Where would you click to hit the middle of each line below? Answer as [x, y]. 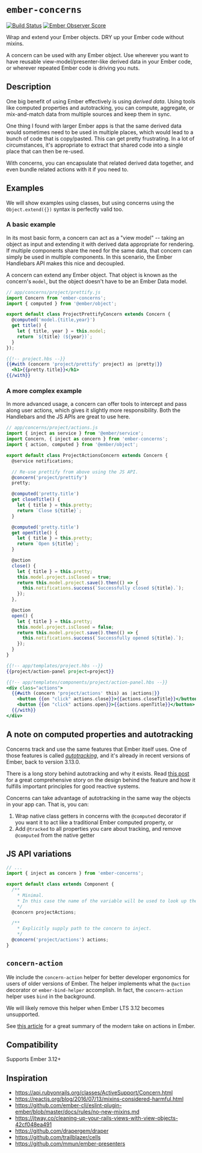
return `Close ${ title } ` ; [50, 510]
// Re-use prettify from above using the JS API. [75, 472]
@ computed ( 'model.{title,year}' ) [54, 320]
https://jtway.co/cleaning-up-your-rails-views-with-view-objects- [96, 1118]
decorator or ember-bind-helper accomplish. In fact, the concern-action [95, 989]
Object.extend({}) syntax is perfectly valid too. [65, 209]
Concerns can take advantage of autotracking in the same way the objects [99, 798]
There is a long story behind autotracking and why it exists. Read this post [98, 773]
